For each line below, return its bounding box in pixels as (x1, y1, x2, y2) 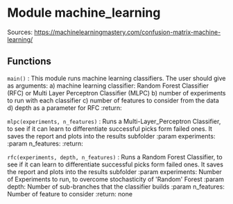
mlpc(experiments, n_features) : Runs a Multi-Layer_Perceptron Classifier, (7, 117, 221, 125)
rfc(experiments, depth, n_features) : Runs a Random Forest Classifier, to (7, 152, 223, 161)
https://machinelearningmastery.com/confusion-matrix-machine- (34, 28, 221, 36)
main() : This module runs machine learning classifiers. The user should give (7, 74, 226, 82)
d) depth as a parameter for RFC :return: (7, 103, 123, 112)
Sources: (7, 28, 33, 36)
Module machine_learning (7, 5, 161, 21)
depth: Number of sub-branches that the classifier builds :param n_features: (7, 182, 225, 191)
